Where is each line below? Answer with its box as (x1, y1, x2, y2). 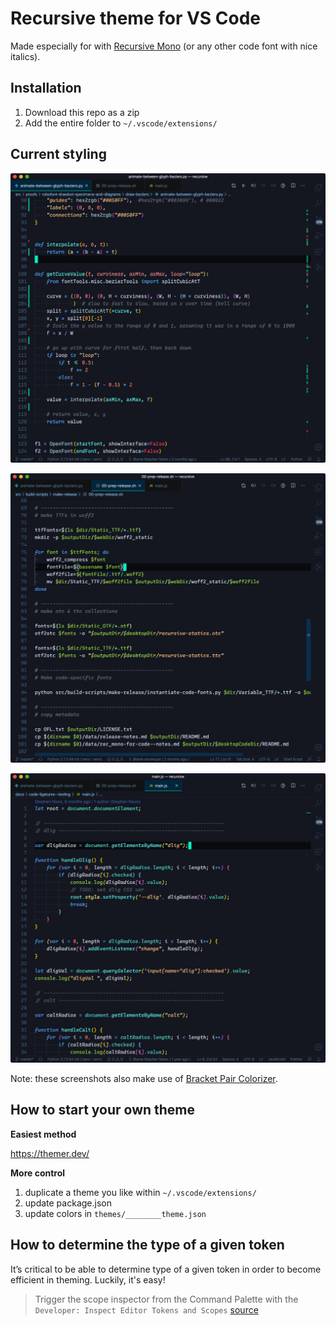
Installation (10, 80, 82, 97)
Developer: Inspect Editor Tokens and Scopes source (34, 1303, 259, 1316)
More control (10, 1167, 66, 1179)
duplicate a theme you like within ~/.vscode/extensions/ (24, 1186, 257, 1198)
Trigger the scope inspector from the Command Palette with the (34, 1293, 299, 1305)
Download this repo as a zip (24, 106, 140, 118)
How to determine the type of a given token (10, 1237, 285, 1254)
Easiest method (10, 1128, 77, 1140)
